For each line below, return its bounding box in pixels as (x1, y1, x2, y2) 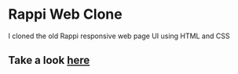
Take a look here (8, 54, 90, 67)
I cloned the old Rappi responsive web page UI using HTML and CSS (8, 31, 230, 41)
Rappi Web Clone (8, 5, 123, 23)
